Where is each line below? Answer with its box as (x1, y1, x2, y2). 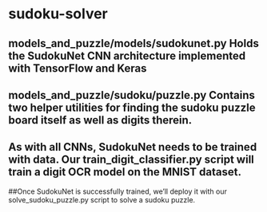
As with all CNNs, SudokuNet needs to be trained (8, 140, 257, 154)
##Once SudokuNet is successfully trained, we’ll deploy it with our (8, 186, 228, 196)
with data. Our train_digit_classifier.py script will (8, 153, 254, 167)
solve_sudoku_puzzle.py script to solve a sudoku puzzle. (8, 194, 196, 204)
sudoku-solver (8, 5, 108, 23)
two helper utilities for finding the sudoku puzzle (8, 100, 256, 114)
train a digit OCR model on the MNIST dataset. (8, 165, 242, 179)
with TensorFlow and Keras (8, 61, 147, 75)
